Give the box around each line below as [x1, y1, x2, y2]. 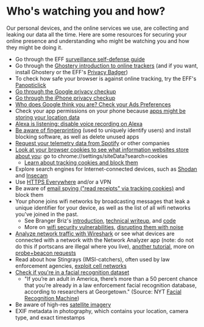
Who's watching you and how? [6, 4, 166, 18]
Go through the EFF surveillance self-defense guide [15, 55, 145, 63]
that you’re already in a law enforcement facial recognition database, [24, 281, 197, 289]
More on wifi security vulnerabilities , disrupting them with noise [24, 223, 184, 230]
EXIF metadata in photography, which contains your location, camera [15, 307, 189, 314]
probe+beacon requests [15, 249, 76, 256]
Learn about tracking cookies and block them [24, 159, 138, 166]
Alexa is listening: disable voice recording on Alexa [15, 120, 143, 127]
